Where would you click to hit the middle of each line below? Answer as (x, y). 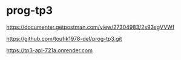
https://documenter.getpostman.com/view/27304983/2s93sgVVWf (90, 27)
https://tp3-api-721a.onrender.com (49, 50)
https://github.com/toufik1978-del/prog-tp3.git (64, 38)
